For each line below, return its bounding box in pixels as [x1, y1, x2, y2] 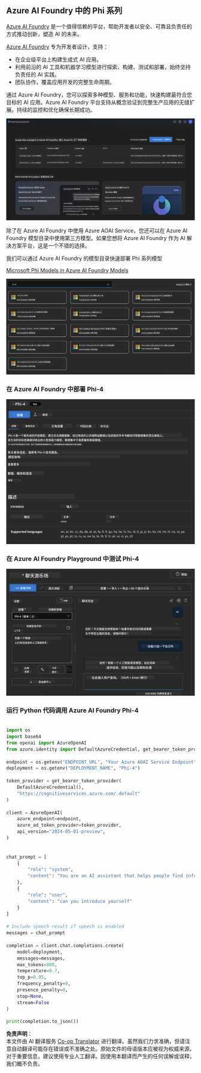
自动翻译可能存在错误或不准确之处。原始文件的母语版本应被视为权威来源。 [11, 1045, 195, 1053]
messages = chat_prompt [6, 930, 66, 936]
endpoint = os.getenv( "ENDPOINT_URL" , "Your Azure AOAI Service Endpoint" [6, 759, 197, 765]
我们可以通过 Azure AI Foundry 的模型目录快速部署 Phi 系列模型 [6, 255, 163, 262]
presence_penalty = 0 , [17, 987, 68, 993]
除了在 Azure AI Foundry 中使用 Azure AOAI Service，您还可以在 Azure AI [6, 227, 188, 234]
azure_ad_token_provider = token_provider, [17, 822, 121, 829]
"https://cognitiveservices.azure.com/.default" [17, 790, 141, 797]
